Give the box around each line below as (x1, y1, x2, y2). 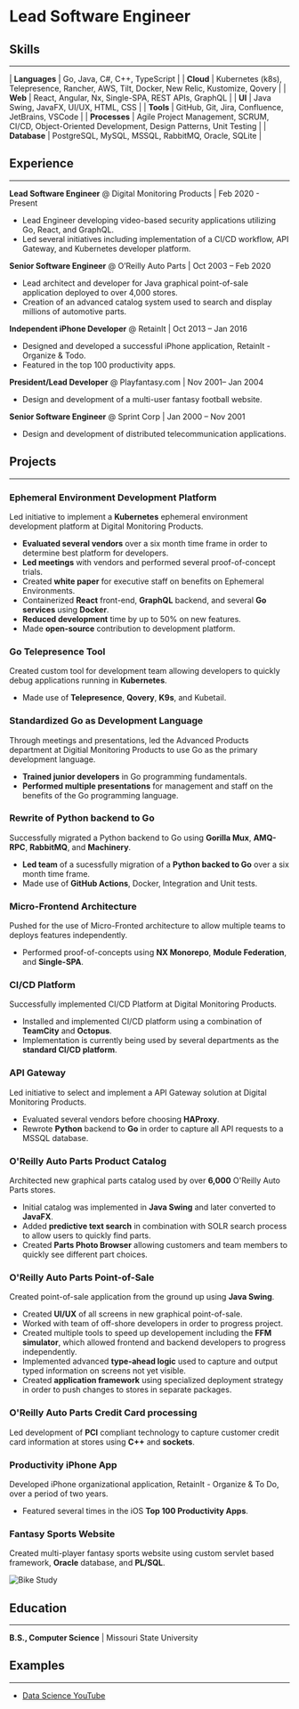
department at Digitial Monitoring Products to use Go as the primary (9, 744, 258, 755)
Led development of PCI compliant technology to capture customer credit (9, 1427, 279, 1438)
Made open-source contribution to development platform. (21, 623, 236, 634)
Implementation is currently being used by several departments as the (21, 1035, 279, 1046)
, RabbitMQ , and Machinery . (25, 841, 132, 852)
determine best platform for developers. (21, 547, 169, 558)
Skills (9, 42, 40, 57)
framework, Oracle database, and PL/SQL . (9, 1558, 166, 1568)
